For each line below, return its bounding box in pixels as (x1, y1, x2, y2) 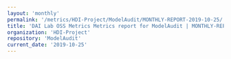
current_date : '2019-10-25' (7, 41, 88, 48)
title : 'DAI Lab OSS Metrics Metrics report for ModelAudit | (7, 22, 189, 29)
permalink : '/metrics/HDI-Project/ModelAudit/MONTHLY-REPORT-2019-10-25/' (7, 16, 226, 23)
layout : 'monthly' (7, 9, 60, 17)
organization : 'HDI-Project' (7, 28, 91, 36)
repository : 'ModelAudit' (7, 35, 81, 42)
